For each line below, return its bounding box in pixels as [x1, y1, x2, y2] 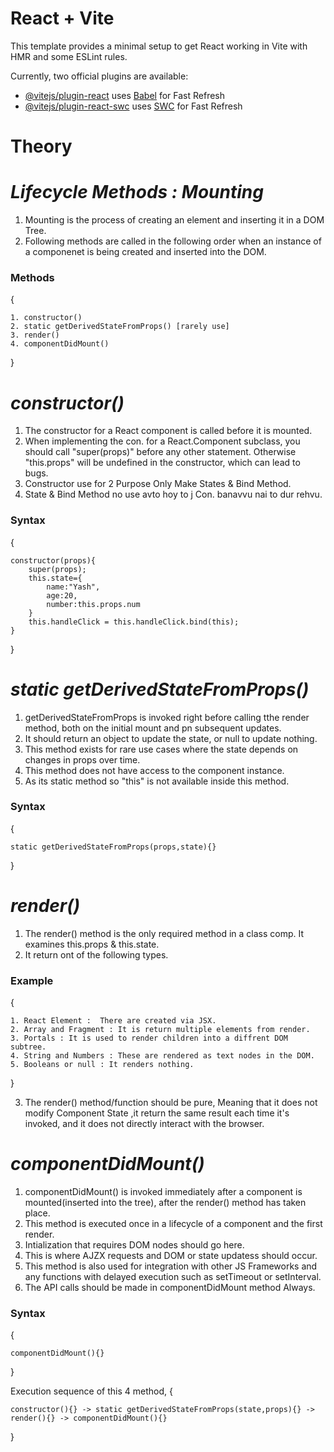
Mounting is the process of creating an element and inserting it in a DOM [24, 214, 325, 226]
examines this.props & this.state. [24, 938, 160, 950]
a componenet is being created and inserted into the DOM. [24, 246, 267, 258]
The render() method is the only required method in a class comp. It [24, 927, 305, 939]
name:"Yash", [46, 582, 101, 592]
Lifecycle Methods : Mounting [10, 181, 264, 204]
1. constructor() [10, 313, 83, 323]
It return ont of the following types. [24, 948, 169, 961]
